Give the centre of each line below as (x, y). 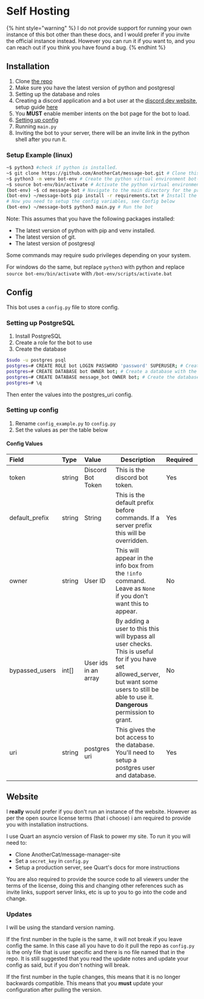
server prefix (134, 526)
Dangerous (132, 705)
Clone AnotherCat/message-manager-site (68, 854)
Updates (19, 914)
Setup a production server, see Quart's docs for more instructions (97, 867)
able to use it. (134, 697)
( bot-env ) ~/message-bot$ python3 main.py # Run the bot (80, 207)
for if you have (136, 659)
